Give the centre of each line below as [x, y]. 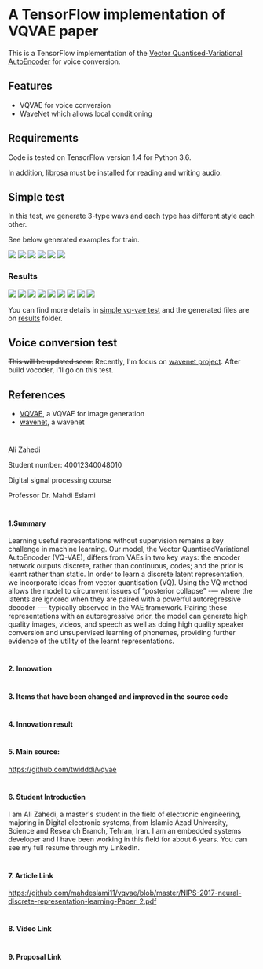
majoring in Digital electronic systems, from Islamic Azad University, [118, 823]
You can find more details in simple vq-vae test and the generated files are [129, 309]
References [37, 395]
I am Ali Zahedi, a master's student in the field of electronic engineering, [125, 814]
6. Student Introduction [47, 797]
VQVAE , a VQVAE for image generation [82, 414]
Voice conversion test [63, 343]
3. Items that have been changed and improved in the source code [118, 696]
